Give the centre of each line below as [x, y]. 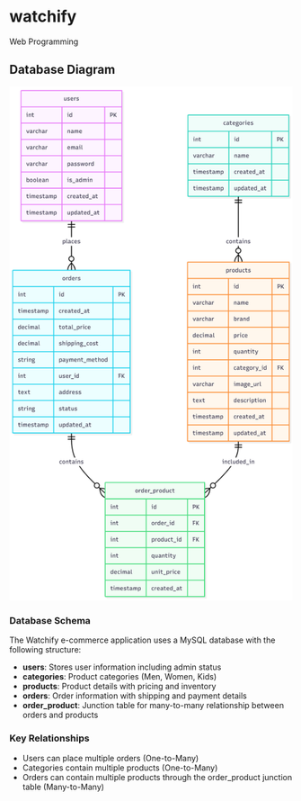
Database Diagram [62, 70]
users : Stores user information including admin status [122, 667]
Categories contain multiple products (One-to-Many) [120, 768]
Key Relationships [49, 738]
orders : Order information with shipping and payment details [134, 696]
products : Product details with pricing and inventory [119, 687]
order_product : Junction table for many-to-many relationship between [153, 706]
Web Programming [44, 41]
